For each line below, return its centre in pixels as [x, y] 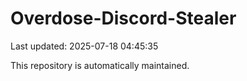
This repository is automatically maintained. [100, 65]
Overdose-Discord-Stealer [123, 18]
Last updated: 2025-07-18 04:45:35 [84, 46]
